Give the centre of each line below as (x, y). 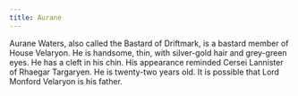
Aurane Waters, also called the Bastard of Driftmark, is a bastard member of (149, 43)
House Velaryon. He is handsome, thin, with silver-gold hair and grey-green (149, 52)
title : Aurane (36, 17)
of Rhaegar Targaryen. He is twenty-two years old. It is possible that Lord (145, 72)
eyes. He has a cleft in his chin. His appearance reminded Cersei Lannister (146, 62)
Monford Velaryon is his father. (66, 81)
